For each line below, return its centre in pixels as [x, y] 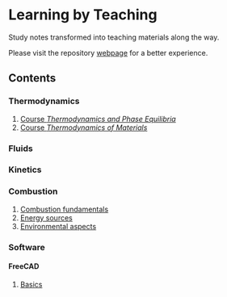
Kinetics [25, 169]
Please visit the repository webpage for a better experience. [108, 52]
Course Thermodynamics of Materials [84, 128]
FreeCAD [24, 266]
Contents [32, 78]
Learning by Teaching [83, 15]
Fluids [21, 148]
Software [27, 247]
